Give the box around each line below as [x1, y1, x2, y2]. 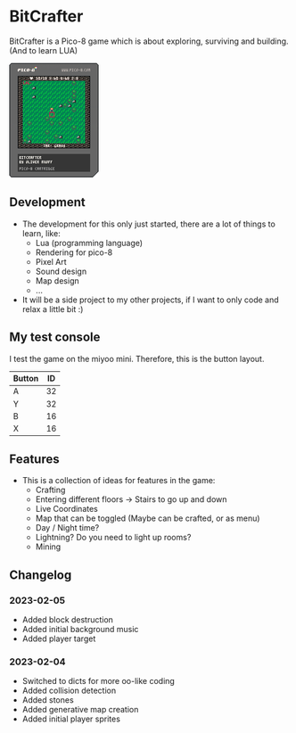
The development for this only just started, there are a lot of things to [21, 218, 276, 229]
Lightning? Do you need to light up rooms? [35, 532, 192, 543]
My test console [9, 330, 101, 345]
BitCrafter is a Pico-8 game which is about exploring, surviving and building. [9, 36, 289, 46]
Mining [35, 541, 62, 552]
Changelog [9, 567, 72, 582]
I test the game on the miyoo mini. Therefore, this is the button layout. [9, 353, 265, 364]
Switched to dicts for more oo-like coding [21, 676, 176, 687]
